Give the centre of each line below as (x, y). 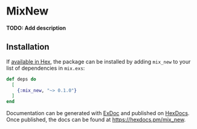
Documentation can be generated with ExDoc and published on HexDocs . (98, 113)
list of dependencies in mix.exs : (46, 68)
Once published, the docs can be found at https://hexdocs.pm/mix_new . (96, 120)
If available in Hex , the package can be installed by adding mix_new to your (98, 61)
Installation (28, 47)
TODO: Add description (36, 28)
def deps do (21, 79)
